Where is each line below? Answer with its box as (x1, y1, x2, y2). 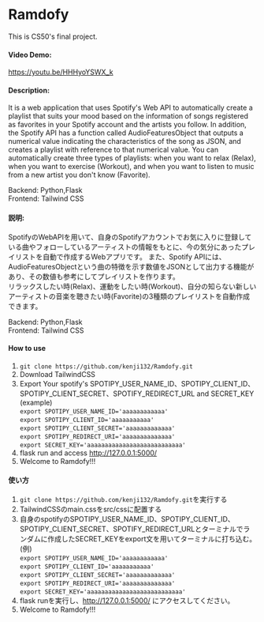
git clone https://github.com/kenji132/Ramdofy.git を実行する (19, 494, 228, 503)
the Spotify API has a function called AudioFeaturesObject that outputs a (8, 128, 244, 138)
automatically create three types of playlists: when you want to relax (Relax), (8, 153, 256, 163)
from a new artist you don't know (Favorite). (8, 170, 151, 179)
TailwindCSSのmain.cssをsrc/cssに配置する (19, 504, 162, 514)
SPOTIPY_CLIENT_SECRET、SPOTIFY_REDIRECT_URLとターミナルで (19, 524, 244, 533)
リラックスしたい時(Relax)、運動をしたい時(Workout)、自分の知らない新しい (8, 281, 257, 291)
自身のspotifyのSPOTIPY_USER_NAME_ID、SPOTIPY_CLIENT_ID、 (19, 514, 235, 523)
